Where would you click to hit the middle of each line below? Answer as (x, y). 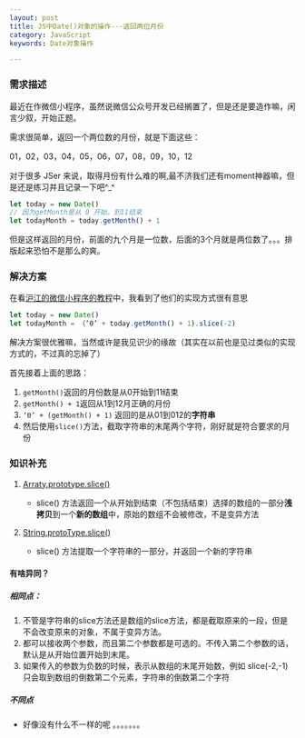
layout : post (34, 18)
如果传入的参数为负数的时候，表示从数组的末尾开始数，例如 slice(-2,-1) (155, 666)
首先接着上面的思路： (49, 373)
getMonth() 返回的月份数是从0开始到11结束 (100, 393)
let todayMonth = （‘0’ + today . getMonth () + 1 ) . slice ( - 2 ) (123, 324)
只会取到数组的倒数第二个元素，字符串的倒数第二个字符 (126, 677)
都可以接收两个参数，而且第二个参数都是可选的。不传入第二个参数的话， (157, 643)
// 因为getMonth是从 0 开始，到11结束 (76, 213)
